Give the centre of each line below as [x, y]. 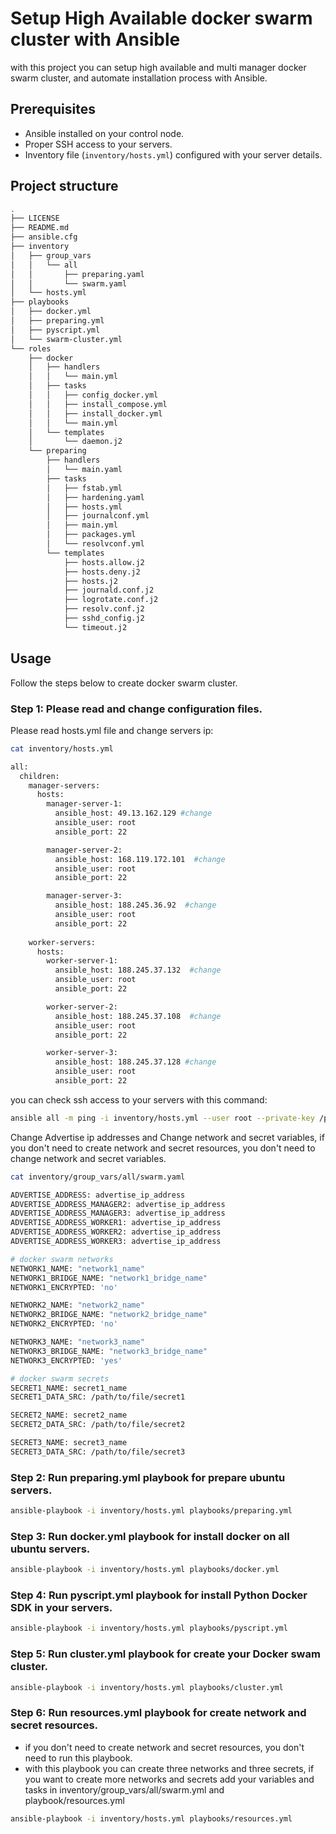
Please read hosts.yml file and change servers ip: [112, 730]
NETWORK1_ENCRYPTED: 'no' [64, 1287]
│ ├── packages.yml [91, 535]
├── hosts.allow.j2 [104, 562]
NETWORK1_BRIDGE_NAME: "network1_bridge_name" [109, 1278]
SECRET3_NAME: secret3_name [69, 1443]
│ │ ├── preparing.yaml [77, 274]
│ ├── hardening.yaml [95, 497]
